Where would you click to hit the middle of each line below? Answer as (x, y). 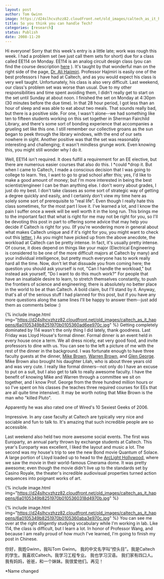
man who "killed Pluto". (29, 398)
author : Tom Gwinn (24, 14)
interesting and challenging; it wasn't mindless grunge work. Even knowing (81, 145)
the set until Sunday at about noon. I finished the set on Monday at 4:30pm (80, 97)
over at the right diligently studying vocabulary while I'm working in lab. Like (82, 523)
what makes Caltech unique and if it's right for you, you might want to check (82, 232)
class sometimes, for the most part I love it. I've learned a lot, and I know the (82, 206)
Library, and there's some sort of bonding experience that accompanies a (79, 123)
